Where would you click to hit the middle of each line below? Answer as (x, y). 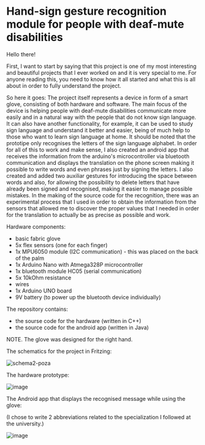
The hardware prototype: (38, 375)
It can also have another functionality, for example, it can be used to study (100, 123)
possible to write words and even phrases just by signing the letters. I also (100, 169)
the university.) (25, 424)
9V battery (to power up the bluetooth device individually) (88, 297)
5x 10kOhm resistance (43, 278)
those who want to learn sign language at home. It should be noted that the (101, 137)
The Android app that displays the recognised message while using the (96, 398)
